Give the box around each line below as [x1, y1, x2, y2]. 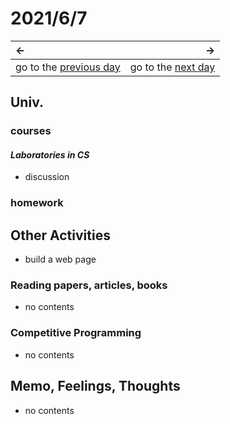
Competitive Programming [10, 326, 142, 340]
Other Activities [10, 227, 111, 244]
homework [10, 196, 64, 210]
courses [10, 124, 52, 138]
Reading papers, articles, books [10, 278, 168, 292]
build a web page [24, 253, 97, 266]
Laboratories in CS [10, 148, 90, 161]
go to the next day [129, 60, 216, 74]
